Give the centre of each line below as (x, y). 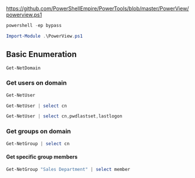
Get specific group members (42, 157)
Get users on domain (37, 83)
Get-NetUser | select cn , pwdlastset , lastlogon (64, 116)
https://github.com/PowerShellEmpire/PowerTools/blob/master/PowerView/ (98, 9)
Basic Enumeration (42, 54)
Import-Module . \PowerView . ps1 (44, 36)
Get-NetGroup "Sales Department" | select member (68, 169)
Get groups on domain (39, 132)
